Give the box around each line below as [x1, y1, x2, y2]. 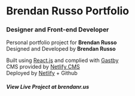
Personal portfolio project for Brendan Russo [6, 39, 117, 46]
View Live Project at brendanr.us [6, 83, 90, 91]
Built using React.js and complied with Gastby [6, 57, 119, 64]
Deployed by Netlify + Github [6, 70, 78, 77]
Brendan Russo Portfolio [6, 4, 130, 18]
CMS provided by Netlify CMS [6, 63, 81, 70]
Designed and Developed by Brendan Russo [6, 45, 116, 52]
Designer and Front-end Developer [6, 26, 109, 34]
